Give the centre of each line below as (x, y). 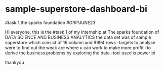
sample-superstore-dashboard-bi (76, 9)
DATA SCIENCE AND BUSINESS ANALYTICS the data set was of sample (78, 37)
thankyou (15, 62)
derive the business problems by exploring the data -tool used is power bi (80, 53)
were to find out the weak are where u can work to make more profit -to (78, 47)
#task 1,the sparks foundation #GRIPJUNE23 (50, 23)
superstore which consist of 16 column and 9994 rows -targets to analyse (80, 42)
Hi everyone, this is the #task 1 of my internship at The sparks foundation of (82, 32)
